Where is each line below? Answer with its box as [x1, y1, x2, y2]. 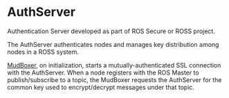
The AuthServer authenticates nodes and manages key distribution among [7, 40, 219, 48]
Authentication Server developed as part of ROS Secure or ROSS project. [7, 27, 216, 35]
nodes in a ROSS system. [7, 48, 80, 56]
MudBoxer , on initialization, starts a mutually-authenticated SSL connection [7, 61, 221, 69]
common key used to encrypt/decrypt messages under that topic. [7, 83, 195, 91]
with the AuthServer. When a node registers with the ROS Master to [7, 68, 199, 77]
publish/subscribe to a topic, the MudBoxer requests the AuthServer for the [7, 75, 222, 84]
